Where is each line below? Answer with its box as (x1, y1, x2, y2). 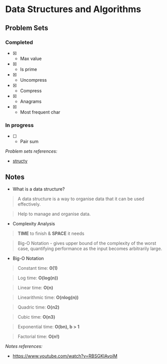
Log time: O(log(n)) (17, 275, 59, 281)
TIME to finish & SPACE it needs (17, 230, 85, 236)
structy (12, 158, 28, 164)
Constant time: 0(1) (17, 265, 58, 271)
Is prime (20, 66, 37, 72)
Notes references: (5, 343, 43, 349)
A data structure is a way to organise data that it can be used (17, 196, 145, 202)
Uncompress (20, 77, 47, 83)
